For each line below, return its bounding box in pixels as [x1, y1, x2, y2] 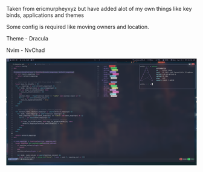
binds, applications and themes [6, 11, 85, 19]
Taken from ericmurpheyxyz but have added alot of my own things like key [6, 5, 192, 12]
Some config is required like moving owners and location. [6, 24, 149, 30]
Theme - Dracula [6, 35, 48, 42]
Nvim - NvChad [6, 46, 45, 54]
